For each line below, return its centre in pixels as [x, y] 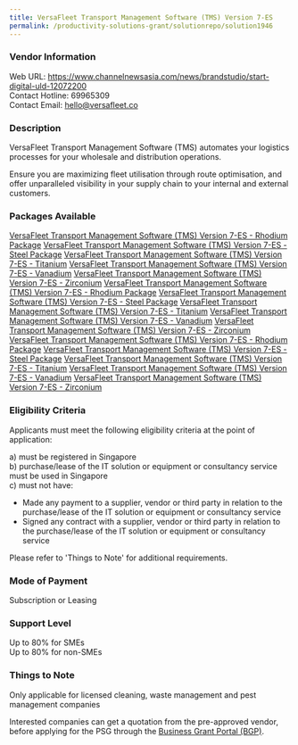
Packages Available [53, 217]
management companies [55, 704]
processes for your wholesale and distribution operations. [115, 157]
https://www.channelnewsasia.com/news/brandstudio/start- [158, 76]
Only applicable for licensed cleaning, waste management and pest [133, 695]
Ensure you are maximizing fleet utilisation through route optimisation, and [146, 174]
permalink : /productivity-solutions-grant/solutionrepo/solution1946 [141, 26]
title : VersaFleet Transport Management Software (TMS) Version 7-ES [141, 17]
